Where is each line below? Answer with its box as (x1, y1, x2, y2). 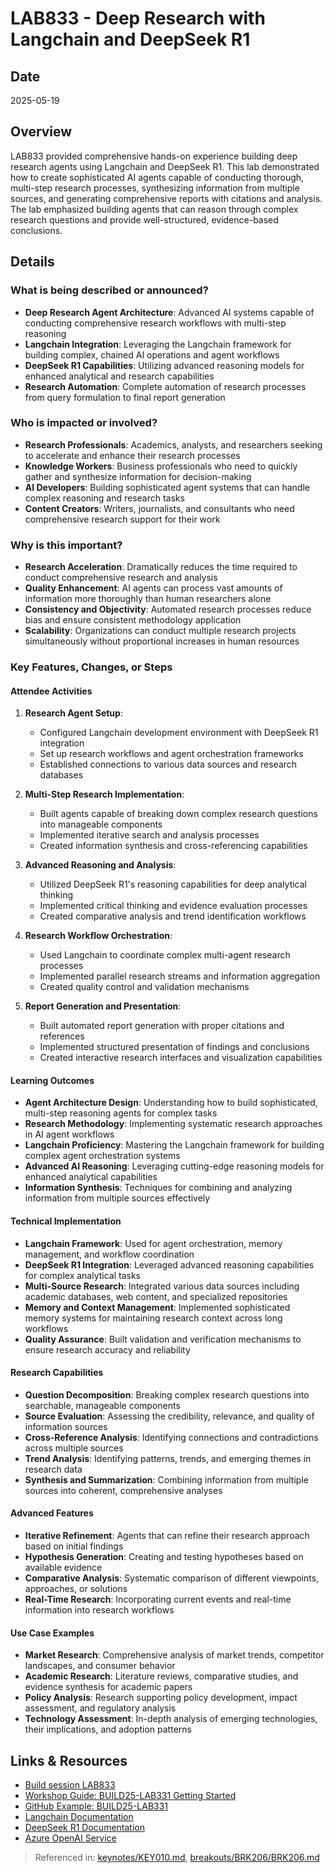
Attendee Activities (10, 685, 93, 697)
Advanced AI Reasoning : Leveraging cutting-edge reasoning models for (24, 1160, 325, 1172)
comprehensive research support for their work (24, 513, 221, 525)
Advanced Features (10, 1507, 94, 1519)
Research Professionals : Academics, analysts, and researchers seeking (24, 438, 323, 451)
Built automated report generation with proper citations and (39, 1020, 285, 1032)
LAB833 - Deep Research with (10, 7, 266, 30)
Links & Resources (10, 1752, 128, 1769)
